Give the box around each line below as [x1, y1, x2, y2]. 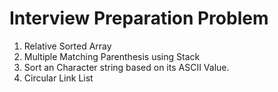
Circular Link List [23, 72, 94, 84]
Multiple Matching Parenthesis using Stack [23, 50, 201, 62]
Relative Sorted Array [23, 40, 112, 52]
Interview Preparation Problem [9, 7, 269, 30]
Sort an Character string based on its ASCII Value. [23, 61, 230, 73]
